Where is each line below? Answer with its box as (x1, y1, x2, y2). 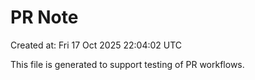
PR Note (10, 6, 79, 29)
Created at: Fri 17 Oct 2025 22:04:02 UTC (10, 39, 183, 51)
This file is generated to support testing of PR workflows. (10, 58, 245, 70)
